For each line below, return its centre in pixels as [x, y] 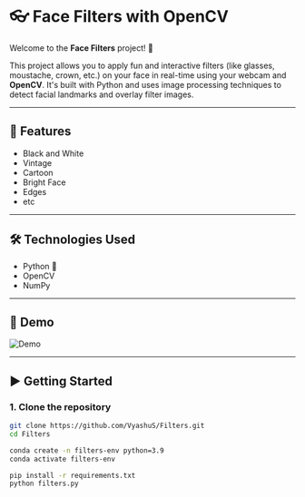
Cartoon [38, 172]
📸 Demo [32, 322]
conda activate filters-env [63, 459]
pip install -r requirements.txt [73, 475]
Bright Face [44, 182]
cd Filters [30, 434]
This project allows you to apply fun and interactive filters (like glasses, [142, 65]
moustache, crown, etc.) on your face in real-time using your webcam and [148, 75]
